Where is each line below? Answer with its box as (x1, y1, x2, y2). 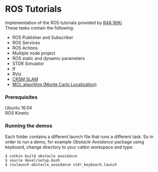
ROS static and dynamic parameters (12, 55, 85, 61)
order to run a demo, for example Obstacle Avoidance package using (5, 139, 144, 144)
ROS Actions (12, 45, 38, 51)
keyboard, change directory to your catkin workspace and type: (5, 144, 134, 150)
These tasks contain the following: (5, 25, 74, 30)
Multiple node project (12, 50, 55, 56)
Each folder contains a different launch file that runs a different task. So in (5, 134, 154, 140)
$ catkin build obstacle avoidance (5, 153, 78, 158)
